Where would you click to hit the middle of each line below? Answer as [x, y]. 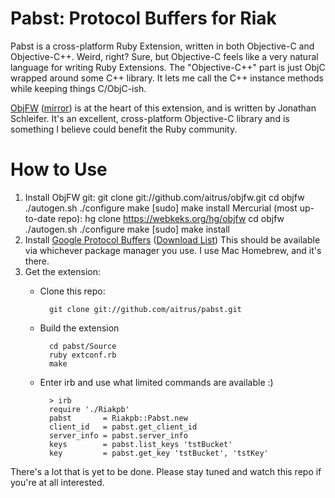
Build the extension [79, 328]
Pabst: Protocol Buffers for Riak [143, 18]
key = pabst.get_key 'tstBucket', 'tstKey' [158, 453]
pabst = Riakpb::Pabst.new [118, 418]
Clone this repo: [72, 291]
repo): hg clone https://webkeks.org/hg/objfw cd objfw [171, 218]
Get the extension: [62, 271]
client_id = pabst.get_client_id [123, 427]
